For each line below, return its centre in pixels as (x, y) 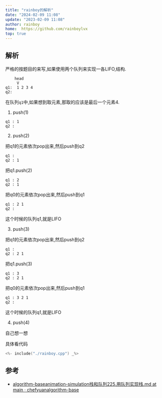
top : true (16, 34)
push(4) (21, 322)
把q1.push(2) (19, 170)
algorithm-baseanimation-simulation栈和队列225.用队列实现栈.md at (85, 384)
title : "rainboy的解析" (29, 10)
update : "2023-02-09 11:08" (35, 19)
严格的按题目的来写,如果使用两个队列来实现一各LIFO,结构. (66, 69)
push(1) (21, 112)
